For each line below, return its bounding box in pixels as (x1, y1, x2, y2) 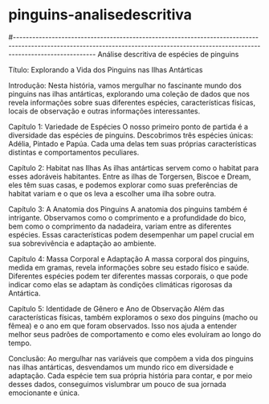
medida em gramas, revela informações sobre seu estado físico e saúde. (8, 262, 249, 272)
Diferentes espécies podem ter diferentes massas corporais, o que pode (8, 271, 248, 281)
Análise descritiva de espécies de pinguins (97, 49, 239, 59)
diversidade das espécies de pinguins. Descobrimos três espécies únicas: (8, 130, 254, 140)
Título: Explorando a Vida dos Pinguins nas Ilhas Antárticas (8, 64, 203, 74)
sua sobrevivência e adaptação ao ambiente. (8, 238, 157, 248)
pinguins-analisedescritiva (8, 6, 193, 24)
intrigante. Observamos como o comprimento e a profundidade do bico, (8, 212, 247, 222)
